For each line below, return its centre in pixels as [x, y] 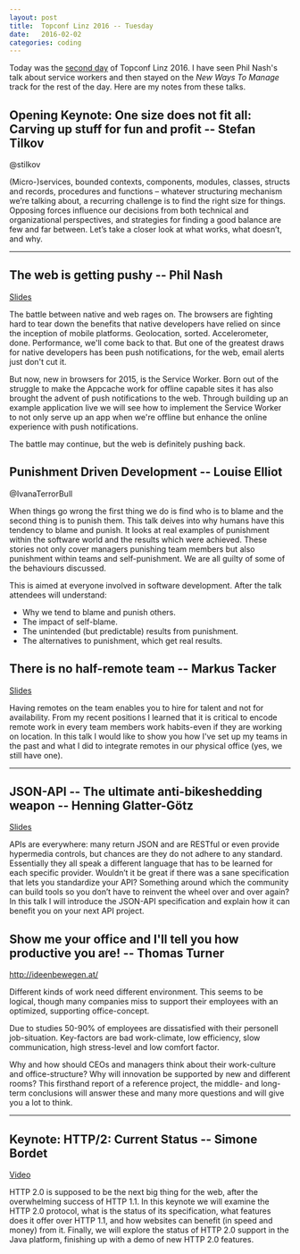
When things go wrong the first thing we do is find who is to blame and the [146, 511]
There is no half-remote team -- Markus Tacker [143, 669]
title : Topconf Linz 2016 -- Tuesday [81, 26]
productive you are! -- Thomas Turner [117, 953]
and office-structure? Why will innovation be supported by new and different [150, 1074]
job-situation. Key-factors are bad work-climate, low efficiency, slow [135, 1038]
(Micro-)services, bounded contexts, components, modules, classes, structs [150, 182]
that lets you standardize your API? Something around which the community [149, 883]
